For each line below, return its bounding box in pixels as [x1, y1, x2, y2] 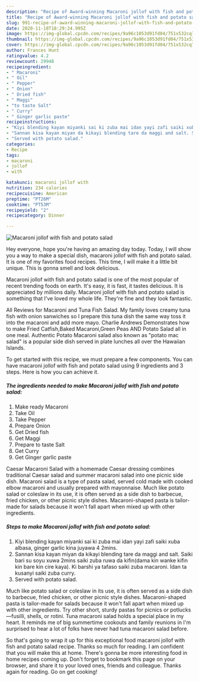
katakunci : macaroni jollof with [6, 179, 89, 186]
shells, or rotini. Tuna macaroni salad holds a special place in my [27, 613, 184, 620]
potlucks [169, 606, 191, 613]
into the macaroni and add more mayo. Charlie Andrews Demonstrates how [6, 319, 190, 327]
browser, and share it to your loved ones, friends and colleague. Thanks [6, 662, 182, 669]
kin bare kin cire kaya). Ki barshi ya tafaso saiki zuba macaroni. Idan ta [14, 563, 187, 571]
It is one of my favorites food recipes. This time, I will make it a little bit [6, 258, 178, 265]
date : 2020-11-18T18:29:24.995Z [6, 25, 86, 31]
